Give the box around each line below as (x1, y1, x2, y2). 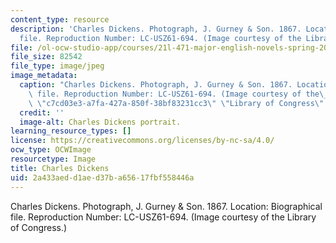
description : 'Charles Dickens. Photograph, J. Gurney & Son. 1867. (10, 24, 302, 34)
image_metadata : (10, 71, 78, 81)
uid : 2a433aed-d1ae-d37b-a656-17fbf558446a (10, 172, 195, 183)
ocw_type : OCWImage (10, 145, 92, 155)
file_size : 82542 (10, 52, 83, 62)
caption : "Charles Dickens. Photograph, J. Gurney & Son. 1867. (19, 80, 293, 90)
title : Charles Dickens (10, 163, 110, 173)
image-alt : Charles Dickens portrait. (19, 117, 182, 127)
